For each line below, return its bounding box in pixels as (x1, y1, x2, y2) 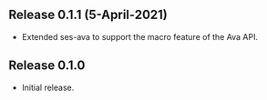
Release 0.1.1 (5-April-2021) (8, 7, 168, 23)
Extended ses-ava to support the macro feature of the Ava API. (21, 31, 259, 42)
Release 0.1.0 (8, 58, 86, 74)
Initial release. (21, 82, 75, 93)
